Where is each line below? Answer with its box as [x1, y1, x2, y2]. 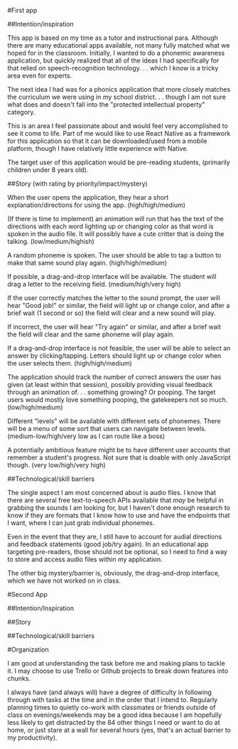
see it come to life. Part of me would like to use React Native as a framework [7, 129, 231, 137]
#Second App [7, 590, 48, 598]
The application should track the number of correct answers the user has [7, 373, 222, 381]
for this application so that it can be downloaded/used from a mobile [7, 137, 207, 145]
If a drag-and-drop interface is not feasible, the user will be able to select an [7, 344, 231, 352]
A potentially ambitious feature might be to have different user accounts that [7, 446, 231, 454]
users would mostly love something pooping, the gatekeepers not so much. [7, 395, 228, 404]
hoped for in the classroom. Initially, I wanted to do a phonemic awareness [7, 49, 225, 57]
